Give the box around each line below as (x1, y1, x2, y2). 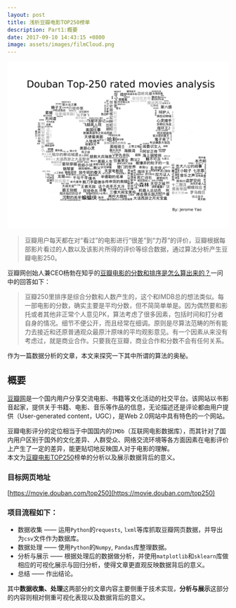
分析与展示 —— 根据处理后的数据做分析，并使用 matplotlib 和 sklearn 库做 (17, 552, 229, 560)
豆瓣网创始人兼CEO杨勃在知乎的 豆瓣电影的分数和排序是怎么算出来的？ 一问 (7, 268, 223, 278)
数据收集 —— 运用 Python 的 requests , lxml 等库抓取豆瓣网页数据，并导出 (17, 525, 223, 533)
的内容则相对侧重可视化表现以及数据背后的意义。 (7, 593, 149, 602)
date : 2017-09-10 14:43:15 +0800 (7, 34, 105, 41)
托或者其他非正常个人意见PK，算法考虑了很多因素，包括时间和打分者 (24, 310, 224, 318)
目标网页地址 (7, 472, 51, 482)
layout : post (7, 11, 46, 18)
